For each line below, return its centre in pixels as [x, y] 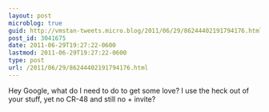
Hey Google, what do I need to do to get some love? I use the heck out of [129, 90]
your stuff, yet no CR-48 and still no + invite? [82, 99]
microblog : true [35, 23]
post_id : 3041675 [37, 38]
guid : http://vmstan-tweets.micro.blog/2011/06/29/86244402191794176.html [136, 30]
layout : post [30, 16]
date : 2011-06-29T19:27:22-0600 [62, 46]
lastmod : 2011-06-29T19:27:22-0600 [68, 53]
